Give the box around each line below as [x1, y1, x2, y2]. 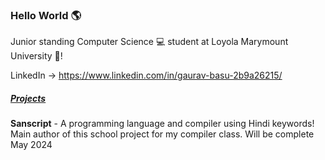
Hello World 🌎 [10, 8, 82, 22]
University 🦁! [10, 50, 63, 62]
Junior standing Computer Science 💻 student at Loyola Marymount [10, 36, 289, 48]
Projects [10, 92, 47, 104]
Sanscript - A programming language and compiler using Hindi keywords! [10, 118, 315, 130]
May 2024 [10, 139, 53, 151]
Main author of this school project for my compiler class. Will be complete [10, 128, 315, 140]
